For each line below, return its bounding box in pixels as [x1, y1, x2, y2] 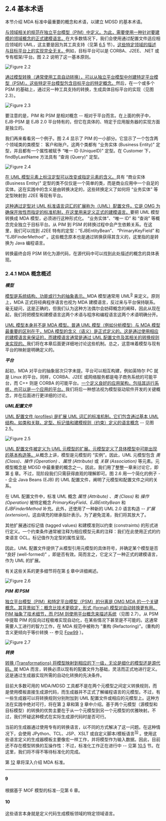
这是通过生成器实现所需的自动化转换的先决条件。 [5, 672, 104, 678]
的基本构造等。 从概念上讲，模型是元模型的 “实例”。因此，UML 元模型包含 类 [5, 452, 161, 458]
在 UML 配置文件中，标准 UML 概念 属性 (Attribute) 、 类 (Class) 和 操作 [5, 493, 149, 499]
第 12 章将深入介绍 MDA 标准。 [5, 759, 67, 765]
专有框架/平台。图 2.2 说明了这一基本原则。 [5, 54, 94, 60]
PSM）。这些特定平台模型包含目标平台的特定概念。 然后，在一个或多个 [13, 80, 155, 86]
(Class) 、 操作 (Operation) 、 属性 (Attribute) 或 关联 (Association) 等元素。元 [5, 458, 160, 464]
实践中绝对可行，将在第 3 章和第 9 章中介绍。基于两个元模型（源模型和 [13, 701, 158, 707]
